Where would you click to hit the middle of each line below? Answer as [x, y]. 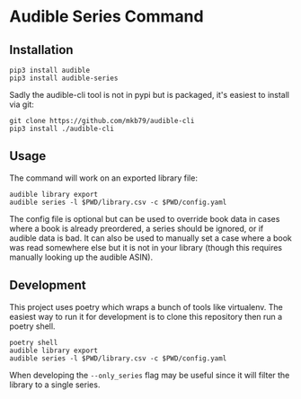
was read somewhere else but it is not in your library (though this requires [146, 247]
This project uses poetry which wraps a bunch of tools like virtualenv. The [146, 306]
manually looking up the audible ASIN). [81, 257]
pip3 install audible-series [64, 78]
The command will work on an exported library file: [103, 178]
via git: [22, 104]
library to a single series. [55, 385]
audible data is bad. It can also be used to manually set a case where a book [150, 238]
